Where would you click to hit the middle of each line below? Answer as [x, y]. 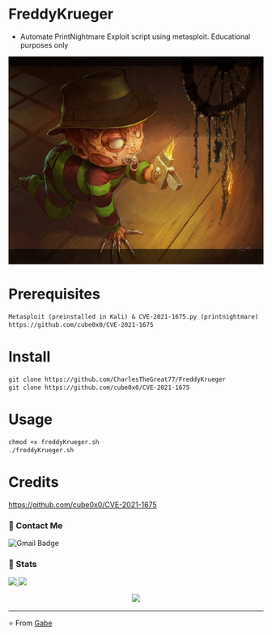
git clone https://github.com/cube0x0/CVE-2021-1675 [99, 387]
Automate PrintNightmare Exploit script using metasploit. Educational [135, 36]
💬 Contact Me [36, 525]
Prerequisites [55, 294]
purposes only [44, 44]
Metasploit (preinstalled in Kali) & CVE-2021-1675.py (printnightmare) [134, 317]
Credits [34, 483]
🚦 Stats [23, 565]
